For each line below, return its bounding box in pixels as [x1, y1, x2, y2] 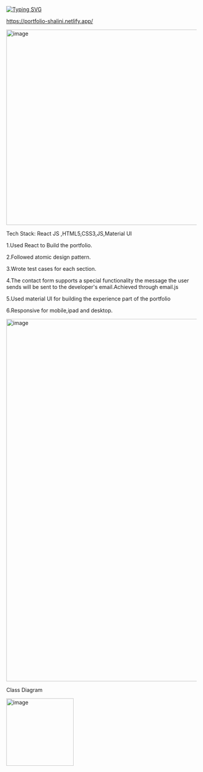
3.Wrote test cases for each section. [6, 265, 97, 272]
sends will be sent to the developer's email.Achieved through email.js [6, 284, 179, 290]
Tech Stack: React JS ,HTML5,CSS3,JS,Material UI [6, 230, 132, 237]
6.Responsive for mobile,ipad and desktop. [6, 307, 113, 314]
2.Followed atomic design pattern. [6, 253, 91, 261]
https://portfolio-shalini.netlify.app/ [6, 18, 94, 24]
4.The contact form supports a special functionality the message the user [6, 277, 189, 284]
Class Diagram [6, 687, 43, 693]
